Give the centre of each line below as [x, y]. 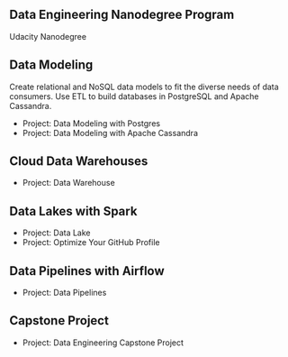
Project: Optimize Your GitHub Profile [91, 243]
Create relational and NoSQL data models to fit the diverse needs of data [144, 87]
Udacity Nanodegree [48, 36]
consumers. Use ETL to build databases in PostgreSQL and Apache [134, 96]
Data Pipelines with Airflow [87, 271]
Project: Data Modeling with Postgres [91, 123]
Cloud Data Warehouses [79, 161]
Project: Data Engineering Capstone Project [103, 343]
